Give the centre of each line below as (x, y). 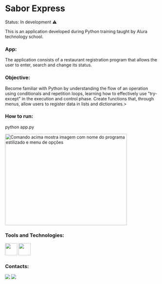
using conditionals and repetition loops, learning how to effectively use (76, 94)
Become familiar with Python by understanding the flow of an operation (77, 88)
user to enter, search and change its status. (49, 65)
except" (13, 98)
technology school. (24, 37)
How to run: (19, 116)
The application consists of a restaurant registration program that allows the (81, 60)
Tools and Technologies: (35, 235)
